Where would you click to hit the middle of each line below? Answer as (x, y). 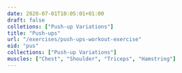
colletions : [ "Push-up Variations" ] (60, 26)
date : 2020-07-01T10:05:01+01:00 (56, 14)
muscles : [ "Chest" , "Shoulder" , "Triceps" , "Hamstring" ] (92, 59)
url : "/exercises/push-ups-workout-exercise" (74, 40)
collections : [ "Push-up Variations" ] (62, 53)
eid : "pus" (23, 46)
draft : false (26, 20)
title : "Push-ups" (34, 33)
